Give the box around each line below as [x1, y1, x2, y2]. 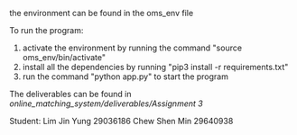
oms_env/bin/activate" [22, 52, 107, 62]
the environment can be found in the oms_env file [9, 8, 194, 18]
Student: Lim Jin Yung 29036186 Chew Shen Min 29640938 [9, 116, 234, 126]
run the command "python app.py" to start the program [22, 71, 228, 82]
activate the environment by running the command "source [22, 42, 242, 53]
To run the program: [9, 25, 84, 35]
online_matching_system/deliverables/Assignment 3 [9, 98, 203, 109]
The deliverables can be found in [9, 89, 133, 99]
